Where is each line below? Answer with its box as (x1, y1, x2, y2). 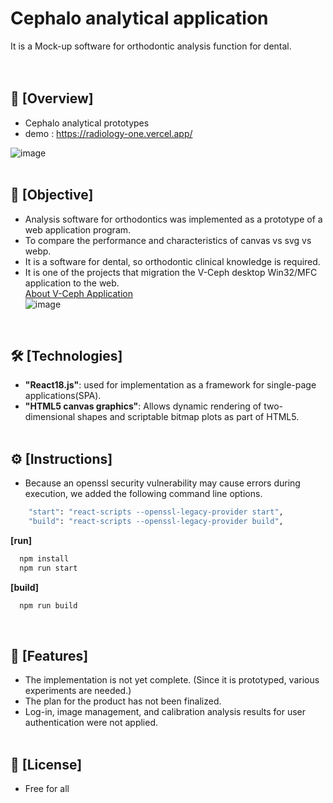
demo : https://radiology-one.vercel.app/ (24, 127, 193, 139)
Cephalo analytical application (10, 7, 269, 30)
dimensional (24, 411, 76, 423)
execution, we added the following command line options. (24, 488, 263, 500)
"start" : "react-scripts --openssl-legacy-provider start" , (28, 507, 284, 517)
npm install (19, 553, 70, 564)
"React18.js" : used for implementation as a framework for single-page (24, 379, 317, 391)
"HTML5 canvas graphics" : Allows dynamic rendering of (24, 400, 262, 412)
